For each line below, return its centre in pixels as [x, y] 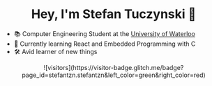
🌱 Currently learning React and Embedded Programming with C [105, 44]
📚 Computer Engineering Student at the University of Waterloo [104, 33]
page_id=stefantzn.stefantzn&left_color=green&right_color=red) [114, 75]
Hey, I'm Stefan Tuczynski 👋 [114, 14]
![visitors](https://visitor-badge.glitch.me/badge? [114, 67]
